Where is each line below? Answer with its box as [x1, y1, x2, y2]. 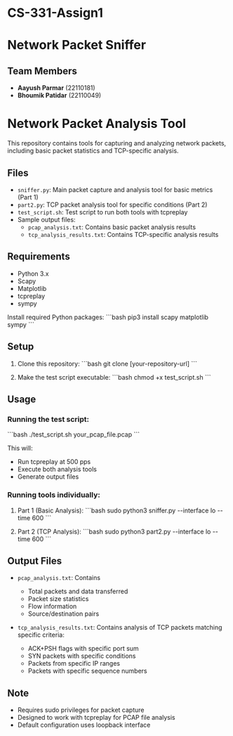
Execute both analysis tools [17, 465, 97, 474]
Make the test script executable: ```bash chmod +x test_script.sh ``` [17, 373, 211, 381]
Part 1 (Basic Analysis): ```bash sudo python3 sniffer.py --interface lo [17, 506, 216, 515]
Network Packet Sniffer [7, 37, 146, 53]
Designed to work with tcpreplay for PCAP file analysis [17, 714, 175, 722]
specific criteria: [17, 631, 65, 639]
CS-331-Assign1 [7, 5, 103, 21]
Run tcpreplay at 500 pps [17, 458, 91, 466]
